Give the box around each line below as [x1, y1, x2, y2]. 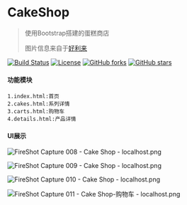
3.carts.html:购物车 [7, 108, 65, 115]
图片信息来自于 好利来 [24, 43, 87, 52]
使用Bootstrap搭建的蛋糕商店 [24, 28, 110, 37]
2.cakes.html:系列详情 [7, 100, 70, 107]
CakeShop [7, 4, 69, 21]
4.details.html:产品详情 [7, 115, 76, 123]
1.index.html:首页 [7, 93, 59, 100]
